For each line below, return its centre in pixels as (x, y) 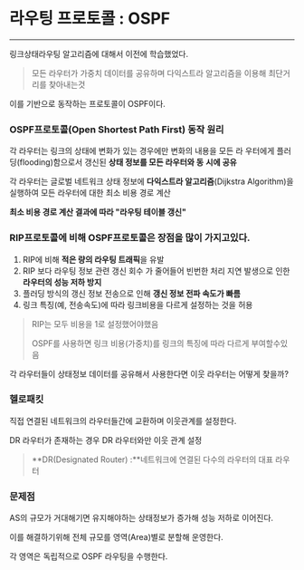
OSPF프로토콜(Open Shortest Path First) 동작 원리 (117, 130)
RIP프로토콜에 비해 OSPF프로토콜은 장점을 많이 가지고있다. (130, 238)
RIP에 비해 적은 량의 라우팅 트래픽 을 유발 (93, 259)
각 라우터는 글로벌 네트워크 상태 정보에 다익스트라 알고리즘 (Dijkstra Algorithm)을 (152, 181)
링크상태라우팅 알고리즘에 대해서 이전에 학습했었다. (99, 53)
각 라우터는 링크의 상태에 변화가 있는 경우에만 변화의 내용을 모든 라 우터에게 (142, 151)
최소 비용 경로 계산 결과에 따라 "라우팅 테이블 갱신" (98, 212)
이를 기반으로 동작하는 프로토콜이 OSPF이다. (87, 103)
